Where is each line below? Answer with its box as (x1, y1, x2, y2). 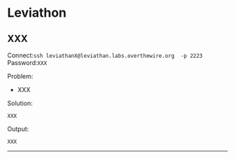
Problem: (7, 72, 34, 80)
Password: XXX (7, 59, 48, 67)
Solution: (7, 99, 33, 107)
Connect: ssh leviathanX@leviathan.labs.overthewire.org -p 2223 (7, 51, 203, 59)
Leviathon (7, 5, 66, 21)
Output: (7, 125, 29, 133)
